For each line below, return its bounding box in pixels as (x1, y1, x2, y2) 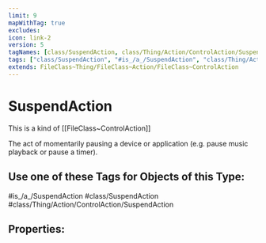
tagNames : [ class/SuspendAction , (8, 48, 119, 56)
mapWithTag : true (8, 19, 66, 27)
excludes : (8, 26, 41, 34)
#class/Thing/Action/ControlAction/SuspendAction (8, 199, 174, 209)
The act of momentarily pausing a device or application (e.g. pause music (8, 139, 249, 148)
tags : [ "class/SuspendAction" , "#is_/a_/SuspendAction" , (8, 56, 200, 64)
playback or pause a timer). (8, 147, 98, 157)
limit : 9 (8, 11, 37, 20)
